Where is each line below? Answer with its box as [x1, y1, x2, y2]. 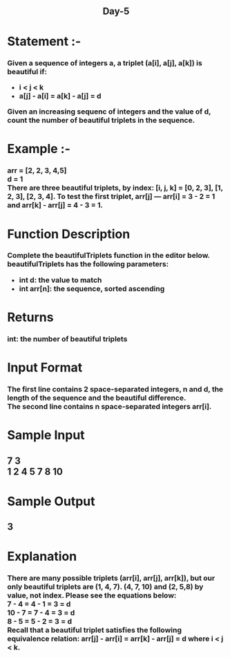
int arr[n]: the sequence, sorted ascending [19, 283, 165, 293]
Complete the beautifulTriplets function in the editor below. [7, 251, 211, 261]
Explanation [7, 549, 77, 564]
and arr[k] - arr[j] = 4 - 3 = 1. [7, 200, 104, 210]
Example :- [7, 141, 71, 157]
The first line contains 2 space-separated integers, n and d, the [7, 385, 224, 394]
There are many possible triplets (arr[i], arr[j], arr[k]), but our [7, 573, 215, 583]
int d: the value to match [19, 275, 102, 285]
